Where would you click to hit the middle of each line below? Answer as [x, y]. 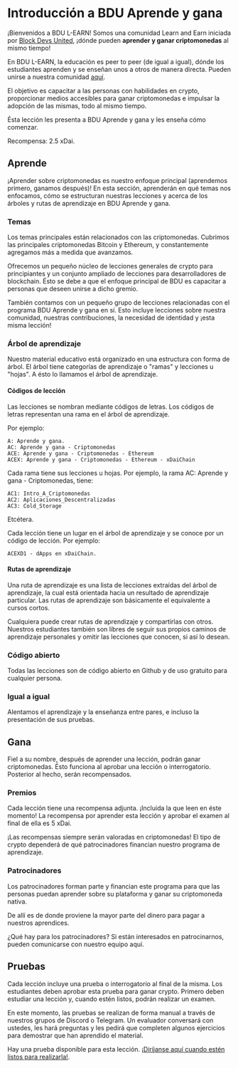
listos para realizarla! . [39, 1057]
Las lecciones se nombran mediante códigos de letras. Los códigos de [111, 407]
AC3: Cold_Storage [34, 506]
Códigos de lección [37, 390]
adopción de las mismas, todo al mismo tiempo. [77, 105]
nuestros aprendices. [38, 923]
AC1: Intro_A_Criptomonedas [49, 493]
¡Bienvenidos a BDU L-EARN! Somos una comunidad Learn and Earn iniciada [119, 33]
